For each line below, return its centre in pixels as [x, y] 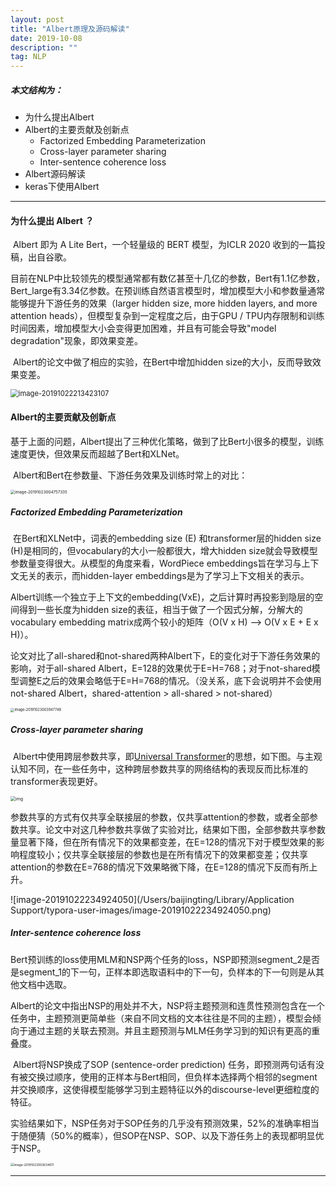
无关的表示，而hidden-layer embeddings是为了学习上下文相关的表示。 [164, 576]
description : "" [44, 47]
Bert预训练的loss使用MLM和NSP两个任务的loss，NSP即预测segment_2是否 [165, 959]
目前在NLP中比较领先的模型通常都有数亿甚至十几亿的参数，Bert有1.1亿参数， [168, 278]
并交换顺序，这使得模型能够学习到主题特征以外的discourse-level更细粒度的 [165, 1089]
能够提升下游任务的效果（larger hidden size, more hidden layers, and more [164, 303]
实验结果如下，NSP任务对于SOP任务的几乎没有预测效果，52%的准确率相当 [165, 1123]
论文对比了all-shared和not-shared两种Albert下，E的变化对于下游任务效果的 [165, 656]
